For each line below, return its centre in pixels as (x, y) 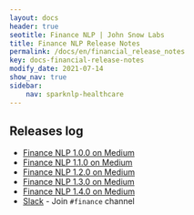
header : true (34, 26)
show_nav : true (38, 77)
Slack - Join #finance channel (78, 201)
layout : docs (34, 18)
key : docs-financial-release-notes (77, 60)
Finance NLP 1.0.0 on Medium (78, 153)
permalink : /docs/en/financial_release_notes (97, 52)
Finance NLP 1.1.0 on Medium (77, 163)
